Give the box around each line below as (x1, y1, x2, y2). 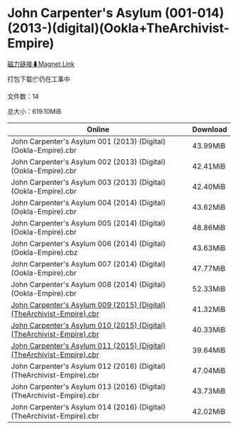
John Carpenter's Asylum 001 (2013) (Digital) (11, 136, 166, 146)
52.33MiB (192, 284, 226, 294)
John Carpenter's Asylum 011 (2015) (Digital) (11, 340, 166, 350)
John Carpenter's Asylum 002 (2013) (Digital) (11, 156, 166, 166)
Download (192, 124, 227, 134)
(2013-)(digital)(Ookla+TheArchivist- (7, 20, 230, 36)
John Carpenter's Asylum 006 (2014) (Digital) (11, 238, 166, 248)
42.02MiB (192, 407, 226, 416)
